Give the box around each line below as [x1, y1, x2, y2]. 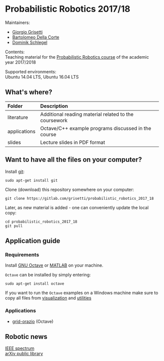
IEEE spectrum [5, 345, 35, 351]
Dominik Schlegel [12, 39, 48, 45]
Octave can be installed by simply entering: [5, 272, 91, 278]
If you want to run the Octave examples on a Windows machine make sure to [5, 290, 159, 296]
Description [40, 103, 68, 109]
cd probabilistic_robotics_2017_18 [5, 219, 78, 224]
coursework [40, 117, 68, 124]
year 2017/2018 [5, 59, 36, 65]
